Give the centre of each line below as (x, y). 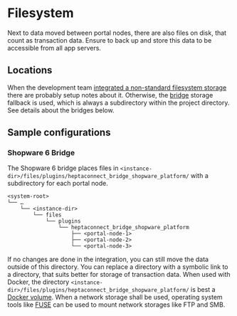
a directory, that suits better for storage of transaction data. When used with (119, 275)
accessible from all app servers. (54, 48)
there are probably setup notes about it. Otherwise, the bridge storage (110, 95)
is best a (203, 290)
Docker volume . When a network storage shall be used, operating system (115, 297)
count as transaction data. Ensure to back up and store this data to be (110, 40)
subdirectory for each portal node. (58, 184)
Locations (30, 70)
